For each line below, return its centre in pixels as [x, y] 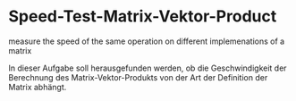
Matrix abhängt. [38, 87]
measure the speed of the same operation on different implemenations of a [147, 41]
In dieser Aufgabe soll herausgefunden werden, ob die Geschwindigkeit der [148, 68]
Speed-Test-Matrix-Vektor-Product [143, 17]
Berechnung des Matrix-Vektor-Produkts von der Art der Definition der [138, 77]
